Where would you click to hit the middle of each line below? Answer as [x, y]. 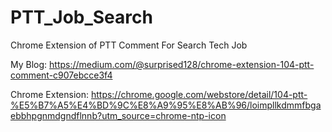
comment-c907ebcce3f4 [61, 75]
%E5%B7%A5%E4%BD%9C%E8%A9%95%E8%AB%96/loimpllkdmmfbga [166, 105]
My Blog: [29, 64]
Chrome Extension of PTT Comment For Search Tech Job [129, 45]
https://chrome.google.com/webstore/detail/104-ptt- [199, 94]
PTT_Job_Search [81, 17]
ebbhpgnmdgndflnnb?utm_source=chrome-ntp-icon [118, 115]
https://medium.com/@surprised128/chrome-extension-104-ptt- [182, 64]
